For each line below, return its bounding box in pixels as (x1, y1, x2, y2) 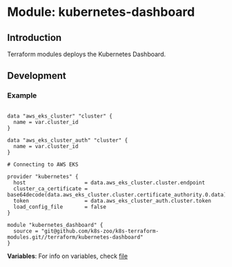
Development (7, 70, 67, 82)
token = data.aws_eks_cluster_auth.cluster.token (13, 197, 212, 204)
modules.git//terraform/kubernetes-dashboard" (7, 233, 144, 241)
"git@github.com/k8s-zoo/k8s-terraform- (41, 228, 159, 234)
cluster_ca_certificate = (13, 185, 88, 192)
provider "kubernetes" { (7, 173, 79, 180)
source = (13, 228, 39, 234)
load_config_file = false (13, 203, 107, 210)
